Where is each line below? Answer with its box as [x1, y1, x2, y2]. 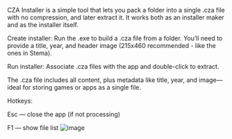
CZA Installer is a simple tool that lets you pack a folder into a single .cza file [7, 6, 225, 14]
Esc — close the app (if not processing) [7, 111, 120, 118]
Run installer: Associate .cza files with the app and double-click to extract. [7, 63, 219, 70]
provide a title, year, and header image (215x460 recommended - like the [7, 42, 217, 49]
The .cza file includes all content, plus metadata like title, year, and [7, 76, 198, 84]
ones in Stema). [7, 49, 52, 57]
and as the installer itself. [7, 21, 78, 28]
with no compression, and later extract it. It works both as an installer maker [7, 13, 224, 22]
